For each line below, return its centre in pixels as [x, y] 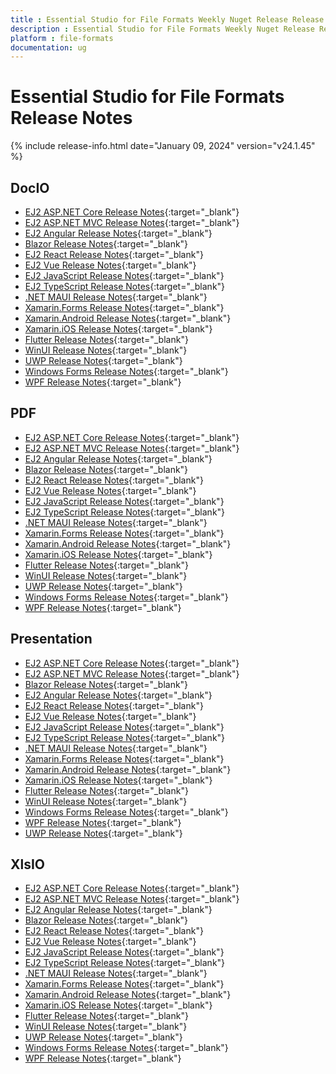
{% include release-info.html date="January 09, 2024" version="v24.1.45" [163, 146]
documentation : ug [48, 47]
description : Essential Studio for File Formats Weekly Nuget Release [162, 29]
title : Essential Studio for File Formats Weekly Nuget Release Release [167, 19]
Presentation [51, 639]
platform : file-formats [62, 38]
